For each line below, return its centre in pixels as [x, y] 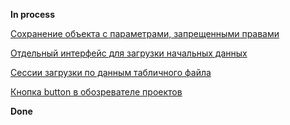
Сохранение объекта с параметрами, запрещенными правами [145, 33]
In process [32, 14]
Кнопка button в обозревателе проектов [96, 92]
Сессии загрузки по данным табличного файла [111, 72]
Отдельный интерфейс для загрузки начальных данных [129, 53]
